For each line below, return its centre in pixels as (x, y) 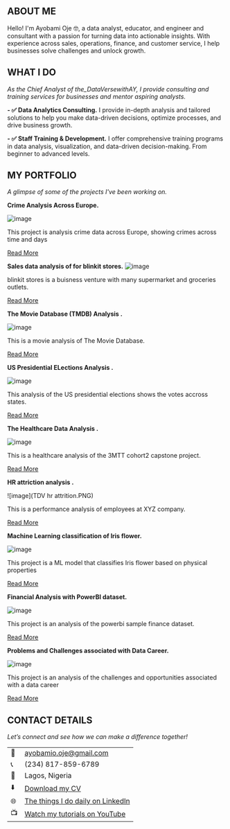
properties (22, 570)
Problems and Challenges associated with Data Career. (88, 651)
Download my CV (53, 788)
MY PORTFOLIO (42, 176)
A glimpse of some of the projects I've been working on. (87, 192)
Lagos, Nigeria (48, 776)
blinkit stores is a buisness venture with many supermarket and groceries (112, 280)
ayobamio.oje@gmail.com (67, 753)
